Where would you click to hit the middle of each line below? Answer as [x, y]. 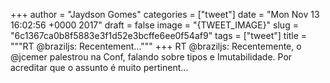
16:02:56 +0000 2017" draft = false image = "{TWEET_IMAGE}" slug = [154, 25]
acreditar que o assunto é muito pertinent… [99, 67]
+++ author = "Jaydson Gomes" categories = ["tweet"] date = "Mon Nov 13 [165, 14]
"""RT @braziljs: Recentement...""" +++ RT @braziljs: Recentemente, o [156, 46]
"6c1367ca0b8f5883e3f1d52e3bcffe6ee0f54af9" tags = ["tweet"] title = [159, 35]
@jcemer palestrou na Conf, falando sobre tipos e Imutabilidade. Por [151, 57]
